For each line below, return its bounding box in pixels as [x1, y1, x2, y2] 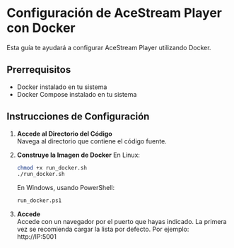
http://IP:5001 [16, 232, 57, 241]
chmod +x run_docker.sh [16, 164, 88, 171]
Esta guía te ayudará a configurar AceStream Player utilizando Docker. [6, 43, 211, 52]
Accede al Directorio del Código [16, 129, 112, 138]
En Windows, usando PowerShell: [16, 184, 115, 192]
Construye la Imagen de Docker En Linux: [16, 150, 141, 159]
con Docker [6, 20, 76, 36]
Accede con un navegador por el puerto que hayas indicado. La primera [16, 218, 227, 226]
